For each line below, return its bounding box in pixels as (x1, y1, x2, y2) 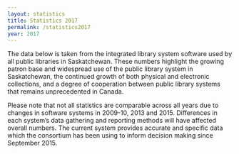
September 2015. (7, 139, 58, 148)
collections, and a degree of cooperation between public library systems (7, 79, 221, 89)
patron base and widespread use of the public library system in (7, 65, 194, 73)
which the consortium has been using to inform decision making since (7, 131, 214, 140)
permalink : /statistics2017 (7, 23, 91, 31)
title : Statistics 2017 (7, 17, 78, 24)
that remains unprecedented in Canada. (7, 87, 124, 96)
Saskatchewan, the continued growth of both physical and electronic (7, 72, 210, 81)
